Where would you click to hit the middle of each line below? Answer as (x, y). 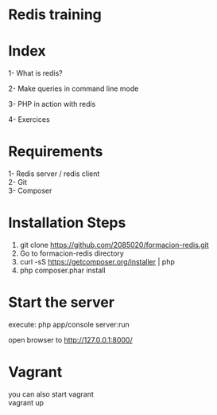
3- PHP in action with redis (52, 104)
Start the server (62, 302)
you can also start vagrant (51, 394)
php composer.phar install (62, 270)
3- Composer (30, 191)
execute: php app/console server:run (69, 324)
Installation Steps (67, 223)
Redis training (55, 15)
